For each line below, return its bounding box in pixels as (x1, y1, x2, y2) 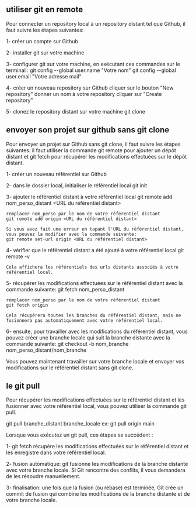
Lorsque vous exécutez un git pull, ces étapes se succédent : (6, 431, 153, 438)
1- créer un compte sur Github (6, 37, 79, 44)
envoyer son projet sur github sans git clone (6, 125, 170, 135)
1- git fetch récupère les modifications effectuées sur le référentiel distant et (6, 443, 189, 450)
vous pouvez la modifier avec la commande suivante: (6, 231, 137, 237)
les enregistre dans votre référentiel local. (6, 449, 106, 456)
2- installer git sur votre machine (6, 49, 85, 56)
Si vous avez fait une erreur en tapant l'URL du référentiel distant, (6, 226, 184, 232)
